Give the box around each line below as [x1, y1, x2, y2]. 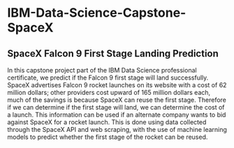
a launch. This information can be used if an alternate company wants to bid [7, 110, 226, 119]
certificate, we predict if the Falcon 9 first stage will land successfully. [7, 73, 209, 82]
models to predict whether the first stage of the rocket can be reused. [7, 133, 208, 141]
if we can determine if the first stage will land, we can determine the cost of [7, 103, 225, 111]
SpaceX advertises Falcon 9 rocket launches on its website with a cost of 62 [7, 81, 227, 89]
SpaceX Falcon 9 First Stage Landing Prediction [7, 47, 219, 59]
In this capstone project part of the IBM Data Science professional [7, 66, 197, 74]
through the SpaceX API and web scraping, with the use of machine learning [7, 126, 227, 133]
